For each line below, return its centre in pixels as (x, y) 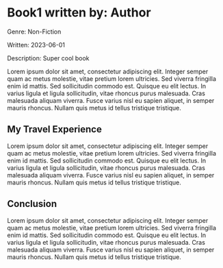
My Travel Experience (55, 129)
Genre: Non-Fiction (34, 32)
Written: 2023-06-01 (36, 45)
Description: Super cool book (48, 58)
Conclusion (32, 204)
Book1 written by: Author (79, 13)
